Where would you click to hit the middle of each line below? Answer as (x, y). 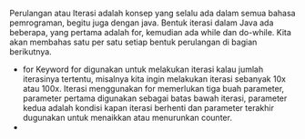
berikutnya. (30, 52)
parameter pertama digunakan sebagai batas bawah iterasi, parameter (155, 98)
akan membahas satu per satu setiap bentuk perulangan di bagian (133, 42)
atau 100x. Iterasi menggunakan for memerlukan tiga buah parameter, (153, 89)
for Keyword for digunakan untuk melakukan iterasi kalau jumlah (143, 69)
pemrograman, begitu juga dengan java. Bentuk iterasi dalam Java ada (142, 23)
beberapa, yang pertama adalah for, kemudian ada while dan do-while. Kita (150, 32)
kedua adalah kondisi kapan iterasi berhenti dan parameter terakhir (148, 108)
